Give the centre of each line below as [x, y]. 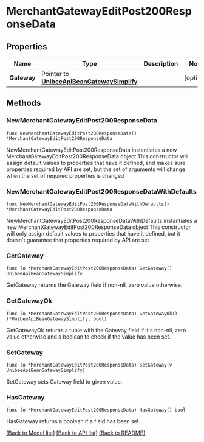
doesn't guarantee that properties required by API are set [78, 240]
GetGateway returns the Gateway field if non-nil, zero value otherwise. [94, 285]
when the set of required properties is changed [65, 175]
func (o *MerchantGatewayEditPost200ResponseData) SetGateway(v [89, 365]
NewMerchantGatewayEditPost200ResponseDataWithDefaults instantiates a [102, 220]
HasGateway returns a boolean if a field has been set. [73, 421]
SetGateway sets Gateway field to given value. [64, 381]
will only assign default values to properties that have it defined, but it [93, 233]
